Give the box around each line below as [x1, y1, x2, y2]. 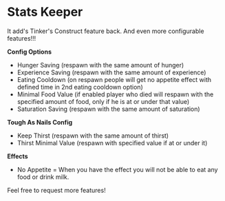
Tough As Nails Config [7, 118, 73, 126]
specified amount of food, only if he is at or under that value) [17, 97, 190, 105]
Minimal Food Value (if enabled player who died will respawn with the [17, 90, 214, 98]
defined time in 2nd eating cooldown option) [17, 83, 143, 91]
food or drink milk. [17, 173, 69, 181]
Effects [7, 152, 29, 160]
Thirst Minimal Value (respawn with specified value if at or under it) [17, 138, 208, 147]
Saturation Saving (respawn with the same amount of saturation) [17, 105, 201, 113]
